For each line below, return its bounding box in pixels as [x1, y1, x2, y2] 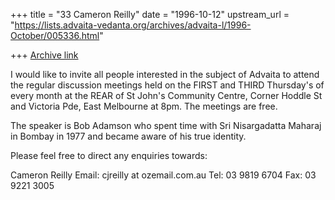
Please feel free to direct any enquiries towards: [10, 150, 208, 161]
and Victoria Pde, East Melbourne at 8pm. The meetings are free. [10, 100, 278, 112]
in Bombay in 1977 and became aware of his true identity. [10, 130, 247, 142]
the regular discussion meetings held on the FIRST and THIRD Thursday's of [10, 79, 325, 91]
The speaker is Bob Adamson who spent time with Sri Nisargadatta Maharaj [10, 120, 322, 131]
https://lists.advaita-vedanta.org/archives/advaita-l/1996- [14, 19, 252, 31]
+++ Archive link [10, 49, 79, 61]
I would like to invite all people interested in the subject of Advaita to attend [10, 69, 320, 80]
